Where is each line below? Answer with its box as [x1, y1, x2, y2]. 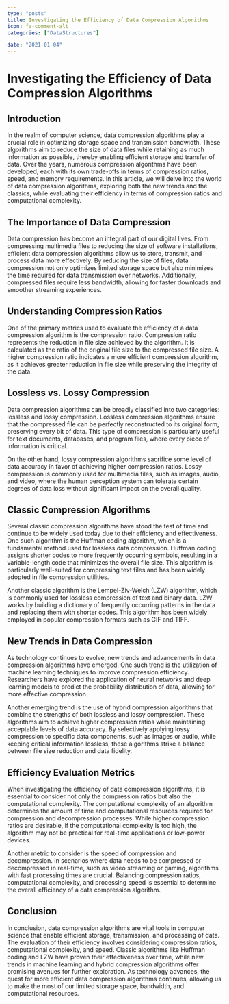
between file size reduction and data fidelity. [7, 747, 133, 755]
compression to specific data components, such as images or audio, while [7, 733, 217, 741]
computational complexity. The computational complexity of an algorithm [7, 800, 213, 807]
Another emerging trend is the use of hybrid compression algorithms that [7, 703, 213, 711]
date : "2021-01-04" [7, 42, 63, 49]
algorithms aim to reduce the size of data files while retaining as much [7, 145, 205, 154]
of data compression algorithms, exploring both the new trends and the [7, 182, 208, 191]
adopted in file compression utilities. [7, 573, 109, 581]
